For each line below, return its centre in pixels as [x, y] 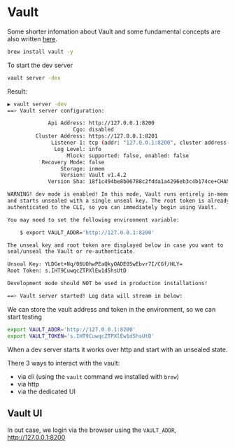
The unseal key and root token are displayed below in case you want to [115, 245]
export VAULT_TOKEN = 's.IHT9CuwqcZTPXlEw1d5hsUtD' [81, 336]
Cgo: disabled [93, 130]
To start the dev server [40, 65]
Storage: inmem [83, 168]
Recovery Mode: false [73, 162]
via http [28, 384]
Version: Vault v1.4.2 [94, 175]
